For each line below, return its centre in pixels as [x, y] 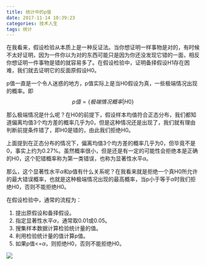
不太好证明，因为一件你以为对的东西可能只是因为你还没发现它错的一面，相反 [103, 55]
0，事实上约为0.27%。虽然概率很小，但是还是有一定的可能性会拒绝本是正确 [102, 151]
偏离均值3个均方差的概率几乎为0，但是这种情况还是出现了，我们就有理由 [104, 123]
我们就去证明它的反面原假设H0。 [58, 71]
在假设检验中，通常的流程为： [44, 200]
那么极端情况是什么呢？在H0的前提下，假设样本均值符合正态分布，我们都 [99, 115]
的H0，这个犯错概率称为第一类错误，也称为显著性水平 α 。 [79, 159]
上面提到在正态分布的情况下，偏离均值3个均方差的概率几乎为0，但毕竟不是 [101, 143]
